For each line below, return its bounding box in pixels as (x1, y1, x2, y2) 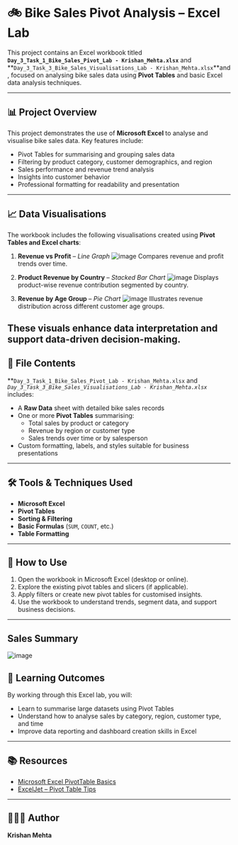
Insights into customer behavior (17, 172, 110, 181)
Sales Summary (7, 633, 79, 645)
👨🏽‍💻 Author (7, 812, 60, 824)
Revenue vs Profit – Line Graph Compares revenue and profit (17, 251, 225, 260)
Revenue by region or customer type (28, 426, 135, 435)
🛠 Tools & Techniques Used (7, 477, 133, 489)
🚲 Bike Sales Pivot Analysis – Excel (7, 5, 221, 21)
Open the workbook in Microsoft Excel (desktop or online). (17, 575, 189, 584)
